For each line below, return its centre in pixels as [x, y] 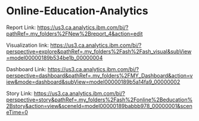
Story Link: [19, 93]
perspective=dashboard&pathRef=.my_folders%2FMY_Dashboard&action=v [99, 75]
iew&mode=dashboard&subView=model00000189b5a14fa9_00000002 [93, 82]
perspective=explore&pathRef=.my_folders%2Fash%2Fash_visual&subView [99, 51]
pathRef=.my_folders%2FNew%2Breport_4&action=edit [74, 33]
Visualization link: [28, 45]
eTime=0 [17, 112]
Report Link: [21, 27]
